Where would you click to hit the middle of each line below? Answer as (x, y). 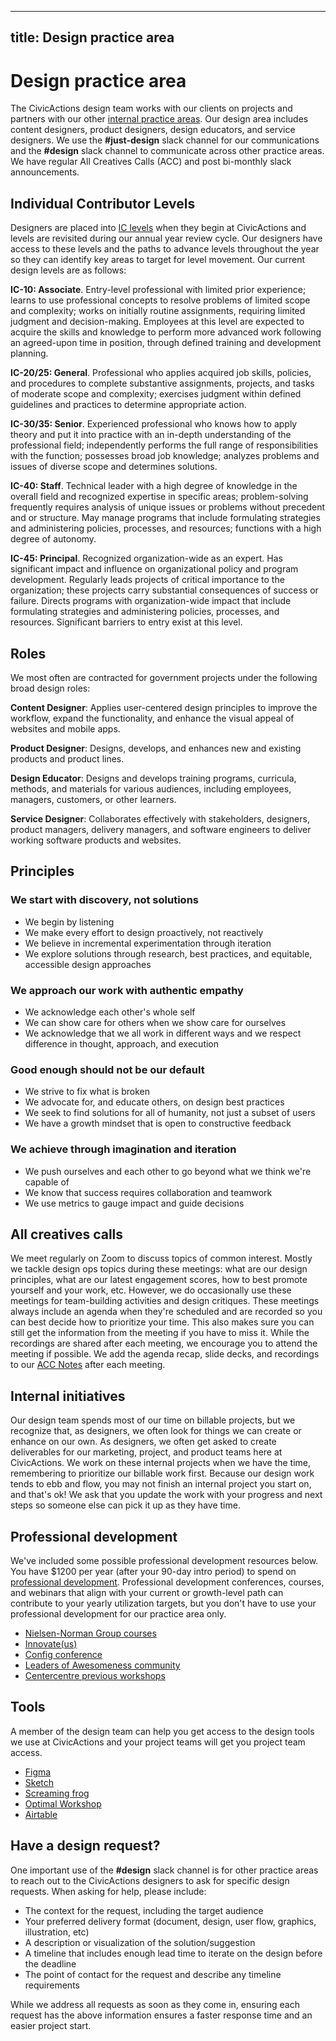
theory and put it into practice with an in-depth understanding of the (151, 435)
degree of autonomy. (53, 539)
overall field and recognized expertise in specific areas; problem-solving (159, 497)
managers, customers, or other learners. (93, 799)
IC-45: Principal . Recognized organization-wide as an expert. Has (146, 558)
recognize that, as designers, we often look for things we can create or (156, 1431)
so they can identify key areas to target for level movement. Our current (158, 260)
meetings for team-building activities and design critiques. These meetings (165, 1301)
